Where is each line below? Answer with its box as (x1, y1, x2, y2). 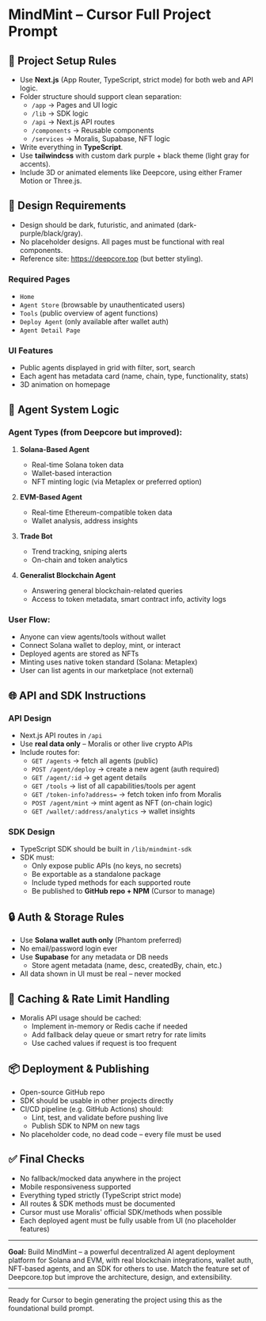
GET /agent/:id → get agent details (31, 773, 147, 783)
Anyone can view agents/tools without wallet (19, 632, 166, 641)
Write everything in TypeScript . (19, 143, 123, 151)
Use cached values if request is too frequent (31, 1039, 177, 1047)
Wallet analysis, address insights (31, 516, 139, 526)
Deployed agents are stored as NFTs (19, 649, 139, 659)
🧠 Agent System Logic (8, 403, 120, 416)
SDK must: (19, 852, 55, 862)
